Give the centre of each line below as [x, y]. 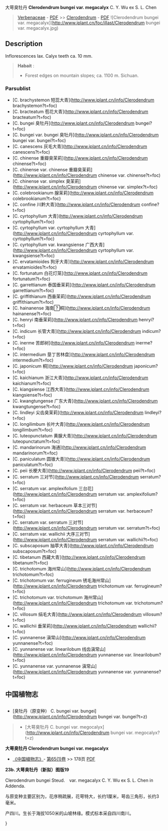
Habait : [26, 66]
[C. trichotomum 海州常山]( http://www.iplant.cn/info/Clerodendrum [82, 569]
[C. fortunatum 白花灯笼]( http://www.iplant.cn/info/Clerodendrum [80, 273]
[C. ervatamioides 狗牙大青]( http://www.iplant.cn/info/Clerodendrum [83, 262]
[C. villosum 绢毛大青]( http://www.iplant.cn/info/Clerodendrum [77, 615]
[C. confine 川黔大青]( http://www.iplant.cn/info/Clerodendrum [76, 204]
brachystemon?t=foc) [35, 106]
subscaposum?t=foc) [34, 551]
